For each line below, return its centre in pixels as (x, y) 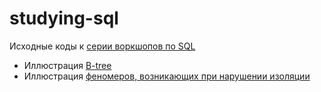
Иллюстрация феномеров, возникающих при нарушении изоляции (167, 76)
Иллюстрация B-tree (67, 65)
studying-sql (64, 18)
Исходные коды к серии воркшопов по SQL (102, 46)
